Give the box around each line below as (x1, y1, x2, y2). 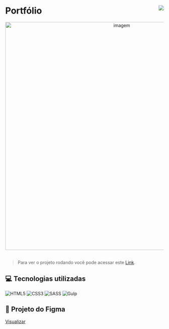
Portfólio (5, 5, 42, 17)
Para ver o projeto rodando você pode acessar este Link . (17, 259, 136, 265)
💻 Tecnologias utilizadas (5, 275, 86, 283)
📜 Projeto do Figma (5, 305, 65, 314)
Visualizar (5, 318, 26, 324)
